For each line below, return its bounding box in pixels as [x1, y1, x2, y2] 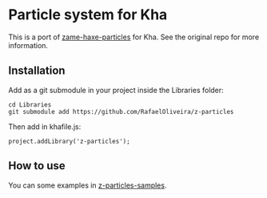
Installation [8, 64, 66, 78]
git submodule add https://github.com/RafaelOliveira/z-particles [8, 107, 234, 115]
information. [8, 40, 49, 50]
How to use [8, 159, 66, 173]
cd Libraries [8, 100, 52, 109]
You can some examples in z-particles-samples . [8, 180, 167, 190]
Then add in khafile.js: [8, 122, 82, 131]
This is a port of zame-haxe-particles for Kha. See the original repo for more [8, 32, 260, 42]
